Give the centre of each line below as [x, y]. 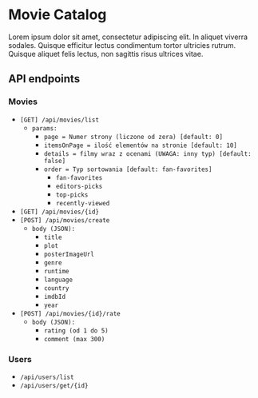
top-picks [72, 195]
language [58, 280]
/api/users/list [47, 377]
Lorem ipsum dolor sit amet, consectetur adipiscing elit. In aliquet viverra [128, 37]
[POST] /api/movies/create [65, 220]
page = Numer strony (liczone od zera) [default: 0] [133, 137]
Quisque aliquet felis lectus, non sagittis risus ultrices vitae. [106, 54]
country [56, 288]
